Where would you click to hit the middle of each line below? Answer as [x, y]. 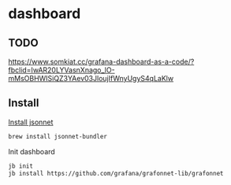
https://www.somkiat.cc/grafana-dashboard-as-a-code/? [101, 61]
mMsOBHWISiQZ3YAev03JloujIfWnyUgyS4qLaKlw [91, 78]
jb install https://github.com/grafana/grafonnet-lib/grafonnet [116, 173]
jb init [21, 166]
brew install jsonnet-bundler [58, 136]
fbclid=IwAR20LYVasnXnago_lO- [62, 70]
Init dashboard [32, 151]
